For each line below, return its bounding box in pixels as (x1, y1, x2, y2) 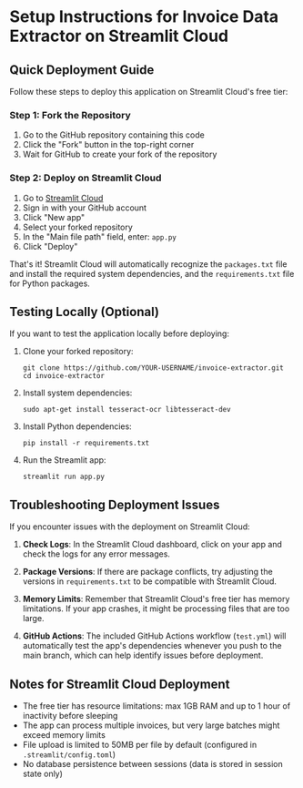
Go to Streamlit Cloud (22, 192, 104, 203)
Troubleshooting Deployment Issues (9, 496, 220, 512)
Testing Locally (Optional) (9, 303, 159, 320)
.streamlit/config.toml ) (22, 749, 116, 760)
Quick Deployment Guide (9, 62, 155, 77)
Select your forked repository (22, 221, 134, 232)
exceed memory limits (22, 730, 106, 741)
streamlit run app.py (22, 472, 105, 482)
